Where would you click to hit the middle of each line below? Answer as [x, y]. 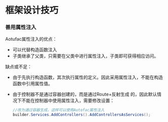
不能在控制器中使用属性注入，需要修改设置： [68, 100]
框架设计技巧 [32, 10]
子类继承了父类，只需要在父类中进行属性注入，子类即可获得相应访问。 [86, 56]
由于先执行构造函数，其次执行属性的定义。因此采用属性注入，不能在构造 [88, 77]
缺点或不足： [18, 67]
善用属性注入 [21, 27]
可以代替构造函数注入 [35, 50]
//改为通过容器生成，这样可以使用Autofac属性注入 [59, 110]
